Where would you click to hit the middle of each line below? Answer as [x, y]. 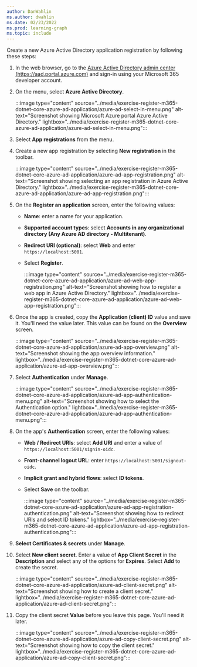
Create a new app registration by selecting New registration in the [95, 151]
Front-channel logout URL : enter [64, 461]
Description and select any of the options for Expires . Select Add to [98, 561]
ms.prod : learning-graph [37, 28]
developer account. [39, 81]
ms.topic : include [29, 34]
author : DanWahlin [29, 11]
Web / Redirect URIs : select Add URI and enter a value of [93, 443]
